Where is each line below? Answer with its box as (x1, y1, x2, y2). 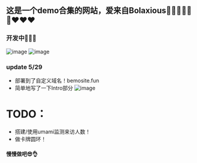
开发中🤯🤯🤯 (6, 34, 37, 43)
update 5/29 (6, 63, 43, 71)
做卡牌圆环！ (14, 135, 46, 142)
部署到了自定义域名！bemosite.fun (14, 76, 100, 84)
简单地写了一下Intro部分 (14, 84, 73, 91)
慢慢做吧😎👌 (6, 150, 38, 157)
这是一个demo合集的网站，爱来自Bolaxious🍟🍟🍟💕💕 (6, 5, 192, 16)
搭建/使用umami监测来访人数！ (14, 128, 91, 135)
